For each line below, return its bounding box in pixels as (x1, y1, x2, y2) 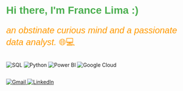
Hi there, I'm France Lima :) (6, 4, 139, 17)
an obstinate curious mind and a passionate (6, 25, 177, 36)
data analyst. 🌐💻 (6, 37, 76, 48)
